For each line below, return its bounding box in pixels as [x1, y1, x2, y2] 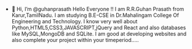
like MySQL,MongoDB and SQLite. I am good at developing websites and [11, 30, 187, 37]
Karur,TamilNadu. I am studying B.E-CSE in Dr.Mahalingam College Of [11, 12, 179, 19]
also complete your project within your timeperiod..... [11, 37, 139, 43]
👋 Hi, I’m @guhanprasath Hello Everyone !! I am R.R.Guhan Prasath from [11, 6, 184, 12]
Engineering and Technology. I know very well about [11, 18, 138, 24]
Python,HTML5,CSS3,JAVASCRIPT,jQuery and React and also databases [11, 24, 186, 31]
